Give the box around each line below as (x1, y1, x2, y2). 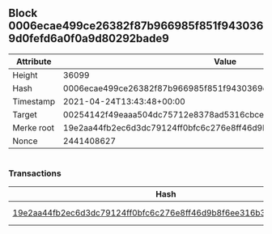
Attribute (15, 56, 52, 67)
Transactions (8, 168, 62, 179)
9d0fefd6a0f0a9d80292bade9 (8, 32, 170, 45)
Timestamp (12, 96, 56, 107)
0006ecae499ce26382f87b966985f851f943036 (8, 19, 264, 33)
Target (12, 108, 38, 120)
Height (12, 69, 38, 80)
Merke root (12, 121, 55, 133)
